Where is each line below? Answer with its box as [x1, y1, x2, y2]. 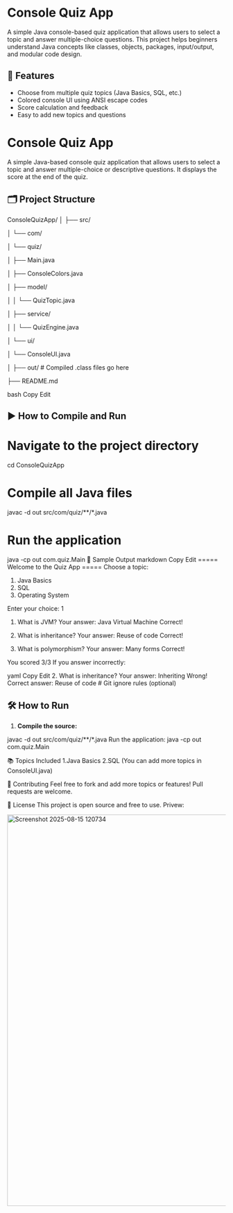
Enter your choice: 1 [7, 604, 64, 612]
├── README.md [7, 377, 58, 385]
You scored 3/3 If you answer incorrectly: [7, 657, 126, 666]
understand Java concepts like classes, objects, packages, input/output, [7, 42, 214, 51]
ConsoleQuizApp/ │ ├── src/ [7, 215, 91, 223]
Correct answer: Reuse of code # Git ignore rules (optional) [7, 678, 177, 687]
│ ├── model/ [7, 282, 48, 291]
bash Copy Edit [7, 390, 51, 398]
